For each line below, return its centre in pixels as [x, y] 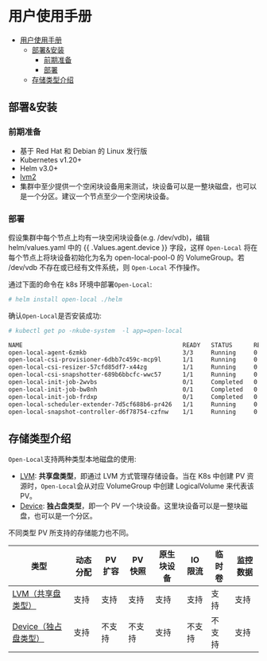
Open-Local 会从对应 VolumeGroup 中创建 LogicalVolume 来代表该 [147, 486]
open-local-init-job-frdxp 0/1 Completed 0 [133, 397]
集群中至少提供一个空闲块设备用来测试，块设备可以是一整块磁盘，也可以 [138, 186]
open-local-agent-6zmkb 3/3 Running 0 [133, 352]
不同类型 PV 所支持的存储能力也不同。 [71, 533]
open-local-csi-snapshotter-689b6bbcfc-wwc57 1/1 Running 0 [133, 375]
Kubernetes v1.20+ [50, 159]
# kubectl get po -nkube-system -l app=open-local [95, 330]
